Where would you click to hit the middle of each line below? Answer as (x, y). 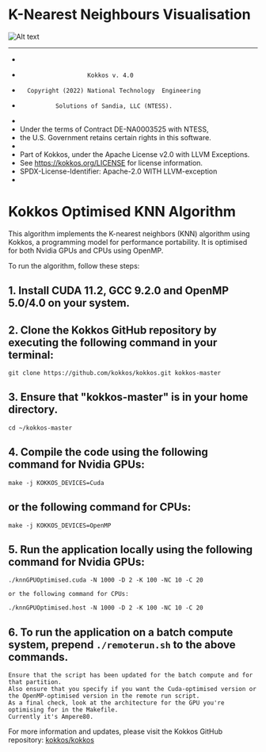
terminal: (31, 355)
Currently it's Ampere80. (51, 717)
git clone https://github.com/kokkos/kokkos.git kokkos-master (115, 373)
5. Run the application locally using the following (131, 550)
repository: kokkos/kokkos (51, 740)
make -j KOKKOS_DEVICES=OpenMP (60, 525)
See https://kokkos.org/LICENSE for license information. (111, 162)
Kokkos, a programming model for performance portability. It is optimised (128, 242)
